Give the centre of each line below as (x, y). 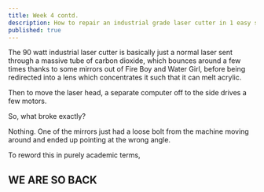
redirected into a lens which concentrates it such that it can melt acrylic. (125, 78)
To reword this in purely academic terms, (74, 155)
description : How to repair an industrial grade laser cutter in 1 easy (130, 23)
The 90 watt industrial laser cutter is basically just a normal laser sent (121, 53)
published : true (35, 30)
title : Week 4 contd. (44, 15)
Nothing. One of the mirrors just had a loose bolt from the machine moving (128, 131)
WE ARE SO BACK (53, 180)
